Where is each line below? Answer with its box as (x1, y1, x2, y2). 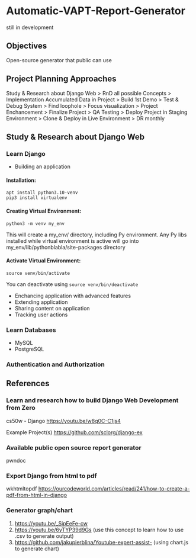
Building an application (14, 163, 71, 170)
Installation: (6, 177, 37, 184)
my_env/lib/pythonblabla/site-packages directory (6, 243, 126, 251)
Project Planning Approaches (6, 74, 117, 84)
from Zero (6, 404, 36, 412)
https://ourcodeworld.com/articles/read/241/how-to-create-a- (38, 485, 190, 492)
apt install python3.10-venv (6, 190, 78, 196)
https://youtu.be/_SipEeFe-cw (14, 519, 88, 527)
